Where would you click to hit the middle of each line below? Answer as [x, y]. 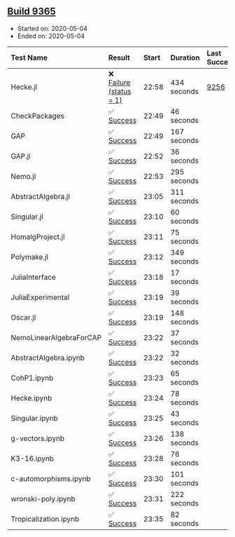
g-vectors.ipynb [38, 438]
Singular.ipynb [34, 418]
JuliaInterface [33, 277]
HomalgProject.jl [38, 236]
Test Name [29, 57]
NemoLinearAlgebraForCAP [56, 337]
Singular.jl [27, 217]
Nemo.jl [23, 176]
